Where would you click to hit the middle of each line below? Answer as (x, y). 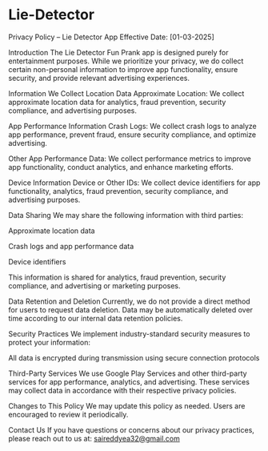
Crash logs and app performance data (71, 246)
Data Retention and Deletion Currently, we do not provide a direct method (129, 301)
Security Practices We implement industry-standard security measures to (129, 333)
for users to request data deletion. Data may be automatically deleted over (131, 309)
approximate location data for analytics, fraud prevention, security (117, 102)
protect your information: (49, 342)
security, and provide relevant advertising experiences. (99, 78)
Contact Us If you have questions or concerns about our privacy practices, (131, 429)
